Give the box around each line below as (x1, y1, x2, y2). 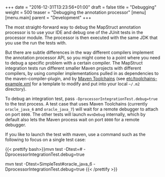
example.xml (5, 81, 31, 87)
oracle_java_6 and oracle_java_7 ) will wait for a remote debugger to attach (5, 106, 159, 112)
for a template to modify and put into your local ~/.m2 (32, 81, 140, 87)
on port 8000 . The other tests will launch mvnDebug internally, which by (5, 111, 146, 117)
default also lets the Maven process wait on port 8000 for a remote (5, 117, 140, 122)
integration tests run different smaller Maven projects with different (5, 65, 142, 71)
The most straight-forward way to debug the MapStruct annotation (5, 24, 141, 30)
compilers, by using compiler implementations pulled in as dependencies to (5, 71, 159, 76)
